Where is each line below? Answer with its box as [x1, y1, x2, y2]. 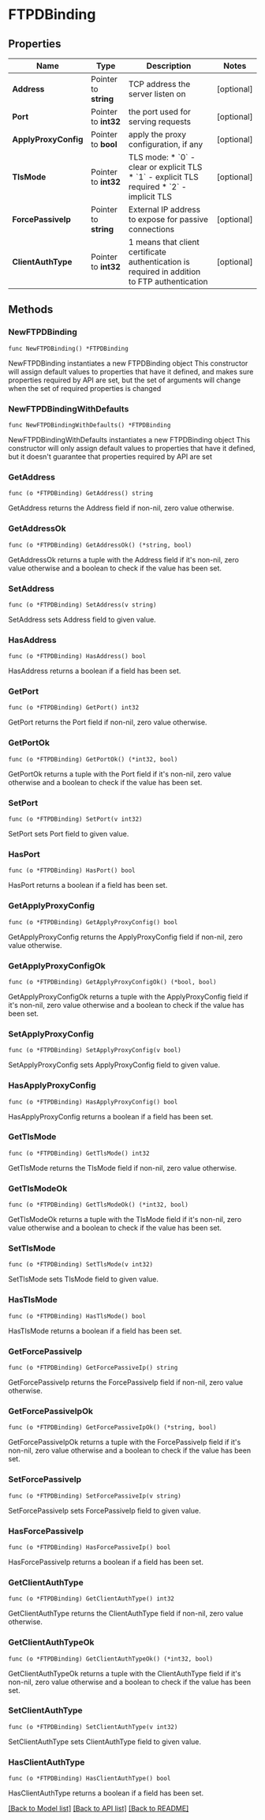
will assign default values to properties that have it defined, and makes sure [8, 367, 254, 376]
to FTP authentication [129, 276, 208, 287]
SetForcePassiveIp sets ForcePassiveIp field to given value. [8, 1506, 201, 1515]
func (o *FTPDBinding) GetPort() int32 [8, 704, 140, 712]
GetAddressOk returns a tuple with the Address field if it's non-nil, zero [8, 555, 239, 564]
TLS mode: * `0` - [129, 152, 196, 163]
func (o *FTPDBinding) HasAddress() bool [8, 652, 147, 660]
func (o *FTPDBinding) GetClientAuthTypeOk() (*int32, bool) [8, 1655, 214, 1663]
